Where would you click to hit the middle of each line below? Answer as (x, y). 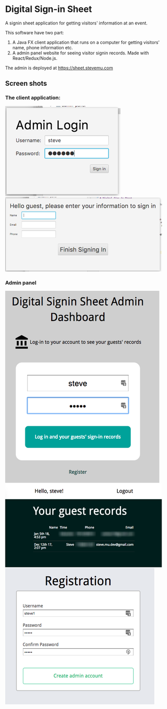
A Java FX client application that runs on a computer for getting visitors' (86, 42)
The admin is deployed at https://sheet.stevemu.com (59, 68)
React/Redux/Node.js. (35, 58)
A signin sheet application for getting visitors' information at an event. (76, 23)
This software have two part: (35, 32)
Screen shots (26, 84)
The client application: (33, 98)
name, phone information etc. (42, 47)
